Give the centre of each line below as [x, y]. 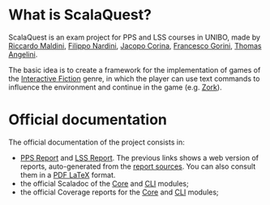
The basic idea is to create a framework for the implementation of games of [135, 69]
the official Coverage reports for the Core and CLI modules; [119, 192]
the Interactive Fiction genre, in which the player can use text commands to [134, 78]
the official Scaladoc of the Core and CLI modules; [104, 183]
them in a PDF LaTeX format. [68, 174]
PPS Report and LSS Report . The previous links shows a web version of [139, 157]
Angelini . [23, 54]
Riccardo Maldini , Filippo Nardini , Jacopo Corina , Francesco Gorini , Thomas [135, 45]
